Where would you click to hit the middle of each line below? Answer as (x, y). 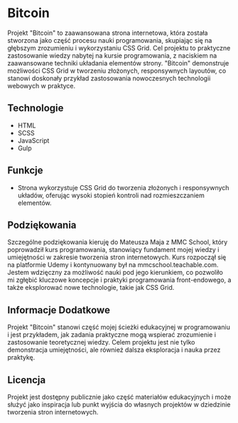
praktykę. (21, 357)
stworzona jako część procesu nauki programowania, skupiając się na (110, 40)
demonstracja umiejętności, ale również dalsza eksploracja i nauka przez (114, 350)
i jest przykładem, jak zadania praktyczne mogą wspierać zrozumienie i (112, 335)
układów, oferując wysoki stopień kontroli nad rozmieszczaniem (111, 195)
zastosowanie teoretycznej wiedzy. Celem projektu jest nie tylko (101, 343)
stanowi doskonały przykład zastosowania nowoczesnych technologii (109, 78)
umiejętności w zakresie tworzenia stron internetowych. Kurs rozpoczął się (117, 257)
